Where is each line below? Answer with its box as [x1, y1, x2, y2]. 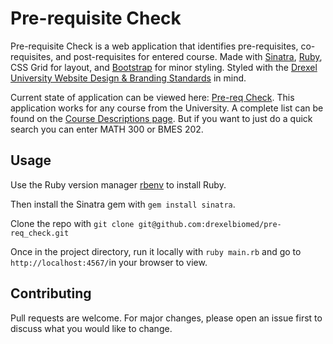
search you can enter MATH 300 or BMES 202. [10, 123, 204, 135]
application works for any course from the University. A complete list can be [10, 102, 324, 114]
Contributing [10, 285, 92, 302]
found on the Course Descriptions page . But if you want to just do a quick [10, 112, 313, 124]
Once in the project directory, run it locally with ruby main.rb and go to [10, 245, 302, 257]
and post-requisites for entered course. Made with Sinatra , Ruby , [55, 50, 323, 62]
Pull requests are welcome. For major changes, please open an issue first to [10, 312, 323, 324]
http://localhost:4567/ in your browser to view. [10, 256, 208, 268]
